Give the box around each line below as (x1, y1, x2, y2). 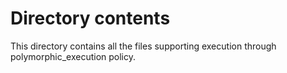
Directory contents (10, 7, 171, 30)
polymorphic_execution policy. (10, 50, 137, 62)
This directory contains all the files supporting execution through (10, 40, 277, 52)
